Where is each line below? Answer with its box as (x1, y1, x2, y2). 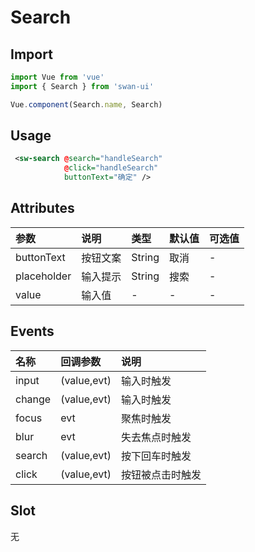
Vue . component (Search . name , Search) (10, 99, 163, 110)
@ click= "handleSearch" (63, 163, 159, 173)
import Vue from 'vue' (10, 72, 105, 82)
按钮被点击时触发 (121, 467, 202, 481)
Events (10, 323, 55, 340)
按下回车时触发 (121, 449, 192, 463)
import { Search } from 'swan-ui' (10, 81, 155, 91)
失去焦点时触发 (121, 430, 192, 444)
